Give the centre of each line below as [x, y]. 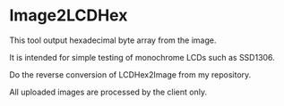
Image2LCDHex [69, 16]
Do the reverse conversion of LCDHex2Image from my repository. [130, 74]
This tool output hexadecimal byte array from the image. [113, 40]
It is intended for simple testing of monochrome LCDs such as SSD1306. [142, 57]
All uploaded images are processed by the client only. [108, 92]
